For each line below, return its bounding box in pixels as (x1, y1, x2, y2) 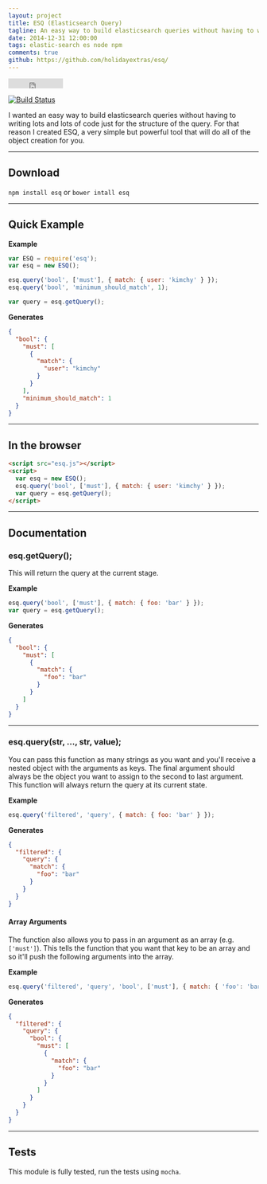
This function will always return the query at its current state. (8, 780, 208, 789)
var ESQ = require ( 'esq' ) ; (8, 254, 98, 263)
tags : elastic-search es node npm (8, 41, 123, 49)
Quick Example (8, 218, 85, 232)
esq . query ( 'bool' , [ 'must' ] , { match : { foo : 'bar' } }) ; (8, 599, 204, 608)
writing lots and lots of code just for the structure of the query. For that (8, 119, 240, 128)
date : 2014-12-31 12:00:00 (8, 33, 98, 42)
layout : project (8, 11, 62, 20)
